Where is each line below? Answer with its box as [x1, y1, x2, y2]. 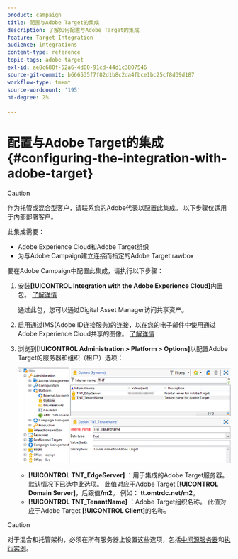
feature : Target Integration [7, 34, 93, 41]
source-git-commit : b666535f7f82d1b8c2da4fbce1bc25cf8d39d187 [7, 71, 195, 78]
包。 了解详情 [17, 291, 57, 299]
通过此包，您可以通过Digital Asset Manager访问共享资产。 [17, 306, 188, 314]
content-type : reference [7, 49, 81, 56]
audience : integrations [7, 41, 78, 49]
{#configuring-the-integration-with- [7, 150, 227, 167]
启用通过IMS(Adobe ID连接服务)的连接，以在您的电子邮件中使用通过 [17, 321, 216, 329]
